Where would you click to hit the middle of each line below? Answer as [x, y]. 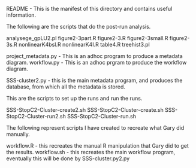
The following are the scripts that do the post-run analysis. [79, 27]
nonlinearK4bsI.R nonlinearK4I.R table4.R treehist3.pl [84, 45]
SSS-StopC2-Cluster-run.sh [102, 116]
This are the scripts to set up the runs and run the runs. [74, 98]
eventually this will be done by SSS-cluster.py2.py [68, 158]
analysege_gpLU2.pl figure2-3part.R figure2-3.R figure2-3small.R [87, 38]
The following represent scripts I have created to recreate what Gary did [95, 128]
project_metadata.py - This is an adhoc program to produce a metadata [94, 56]
